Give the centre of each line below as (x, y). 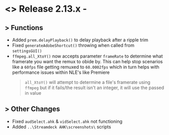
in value (33, 93)
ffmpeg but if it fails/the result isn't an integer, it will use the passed (94, 88)
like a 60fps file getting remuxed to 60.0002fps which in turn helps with (86, 67)
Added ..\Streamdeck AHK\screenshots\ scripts (61, 127)
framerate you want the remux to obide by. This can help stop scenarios (87, 61)
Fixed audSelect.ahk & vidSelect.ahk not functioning (67, 121)
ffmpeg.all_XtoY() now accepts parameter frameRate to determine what (87, 56)
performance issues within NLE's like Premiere (61, 72)
